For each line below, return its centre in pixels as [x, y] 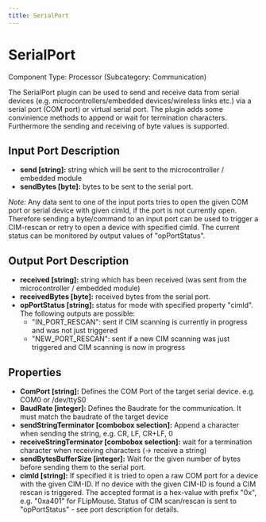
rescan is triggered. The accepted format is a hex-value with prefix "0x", [138, 492]
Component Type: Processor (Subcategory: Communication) [108, 77]
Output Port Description [69, 261]
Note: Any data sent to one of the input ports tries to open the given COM [128, 202]
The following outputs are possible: [77, 313]
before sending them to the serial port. [83, 467]
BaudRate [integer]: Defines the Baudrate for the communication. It [130, 408]
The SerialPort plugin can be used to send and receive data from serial [124, 92]
